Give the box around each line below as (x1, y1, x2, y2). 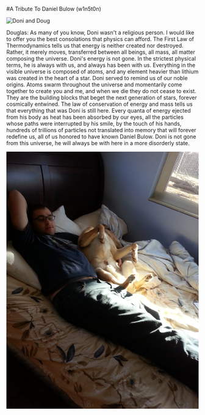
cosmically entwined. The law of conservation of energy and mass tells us (6, 100, 193, 108)
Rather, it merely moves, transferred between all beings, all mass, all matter (6, 48, 195, 56)
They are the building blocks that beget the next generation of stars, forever (6, 94, 197, 101)
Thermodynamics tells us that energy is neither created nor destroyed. (6, 42, 184, 49)
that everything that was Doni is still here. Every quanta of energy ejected (6, 107, 191, 114)
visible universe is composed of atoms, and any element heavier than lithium (6, 68, 199, 75)
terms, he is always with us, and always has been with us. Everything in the (6, 61, 196, 69)
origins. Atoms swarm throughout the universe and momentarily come (6, 81, 182, 88)
